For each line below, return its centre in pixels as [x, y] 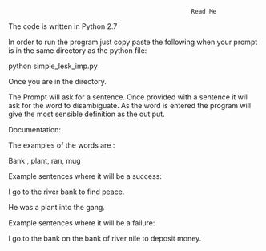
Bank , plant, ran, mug [45, 161]
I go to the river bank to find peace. [66, 192]
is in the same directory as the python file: [78, 51]
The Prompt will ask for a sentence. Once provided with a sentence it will [129, 97]
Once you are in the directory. [57, 81]
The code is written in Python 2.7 [63, 26]
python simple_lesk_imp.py [53, 66]
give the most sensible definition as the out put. [87, 114]
